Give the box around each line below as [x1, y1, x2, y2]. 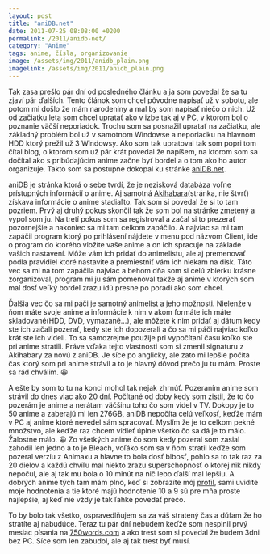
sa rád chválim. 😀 [8, 367, 69, 377]
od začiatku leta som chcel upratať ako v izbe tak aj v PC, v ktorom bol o [8, 112, 248, 122]
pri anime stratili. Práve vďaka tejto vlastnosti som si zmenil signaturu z [8, 341, 244, 351]
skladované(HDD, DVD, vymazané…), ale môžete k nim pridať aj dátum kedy [8, 315, 260, 325]
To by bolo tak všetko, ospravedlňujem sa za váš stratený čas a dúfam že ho [8, 510, 262, 520]
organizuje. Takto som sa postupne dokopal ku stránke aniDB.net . [8, 163, 226, 174]
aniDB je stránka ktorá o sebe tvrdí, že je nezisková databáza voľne [8, 180, 232, 189]
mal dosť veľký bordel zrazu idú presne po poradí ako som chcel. [8, 282, 224, 292]
